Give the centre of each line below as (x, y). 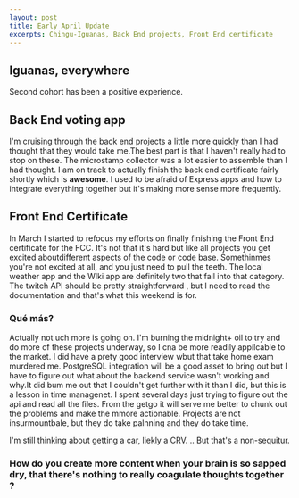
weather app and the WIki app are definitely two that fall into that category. (147, 276)
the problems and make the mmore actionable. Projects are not (125, 414)
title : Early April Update (59, 26)
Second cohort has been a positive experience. (96, 92)
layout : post (33, 17)
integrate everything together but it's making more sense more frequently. (145, 189)
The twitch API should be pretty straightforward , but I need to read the (140, 286)
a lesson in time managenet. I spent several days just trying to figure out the (149, 394)
